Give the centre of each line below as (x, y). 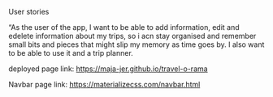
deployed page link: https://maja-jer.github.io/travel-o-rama (108, 69)
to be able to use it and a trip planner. (71, 53)
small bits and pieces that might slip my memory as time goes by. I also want (136, 44)
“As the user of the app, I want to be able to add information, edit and (124, 27)
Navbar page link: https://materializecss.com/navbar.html (104, 84)
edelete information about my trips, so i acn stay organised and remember (132, 36)
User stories (29, 12)
